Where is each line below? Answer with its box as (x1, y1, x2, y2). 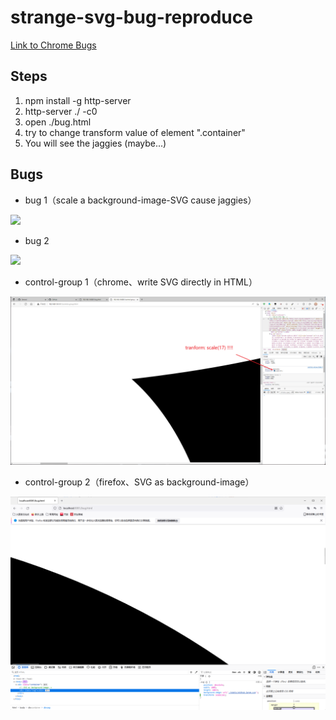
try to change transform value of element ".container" (24, 126, 246, 138)
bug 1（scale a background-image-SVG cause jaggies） (24, 194, 257, 206)
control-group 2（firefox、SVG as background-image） (24, 476, 255, 488)
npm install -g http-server (24, 94, 132, 106)
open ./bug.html (24, 116, 92, 128)
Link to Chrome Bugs (10, 39, 97, 51)
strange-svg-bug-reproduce (10, 6, 253, 29)
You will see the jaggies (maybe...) (24, 137, 167, 149)
